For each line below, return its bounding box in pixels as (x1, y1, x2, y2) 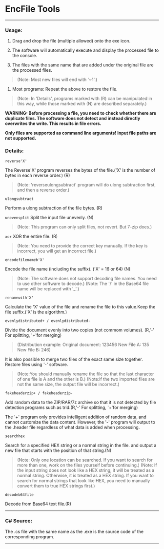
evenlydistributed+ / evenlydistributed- (5, 318, 91, 323)
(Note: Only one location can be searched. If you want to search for (17, 457, 153, 463)
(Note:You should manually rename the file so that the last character (17, 371, 154, 377)
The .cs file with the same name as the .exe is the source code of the (5, 529, 144, 534)
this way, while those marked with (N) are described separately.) (17, 101, 147, 107)
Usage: (5, 27, 23, 34)
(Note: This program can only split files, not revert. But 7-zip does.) (17, 224, 152, 230)
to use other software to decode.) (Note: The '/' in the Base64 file (17, 281, 149, 286)
